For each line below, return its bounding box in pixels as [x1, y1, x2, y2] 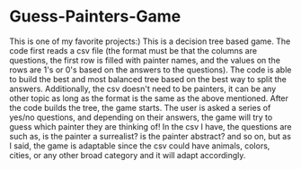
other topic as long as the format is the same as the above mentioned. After [9, 92, 289, 104]
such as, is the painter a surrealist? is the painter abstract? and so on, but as [9, 131, 292, 141]
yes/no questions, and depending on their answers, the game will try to [9, 112, 273, 123]
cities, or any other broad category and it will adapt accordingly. [9, 149, 246, 160]
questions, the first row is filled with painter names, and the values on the [9, 55, 281, 65]
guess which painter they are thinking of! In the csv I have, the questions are [9, 121, 292, 131]
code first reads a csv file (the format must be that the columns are [9, 45, 258, 55]
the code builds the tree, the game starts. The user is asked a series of [9, 102, 271, 113]
